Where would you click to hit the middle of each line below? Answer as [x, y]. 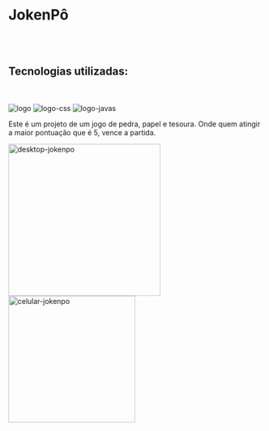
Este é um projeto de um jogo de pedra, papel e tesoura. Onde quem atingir [134, 124]
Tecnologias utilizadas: [68, 72]
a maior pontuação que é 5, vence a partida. [82, 132]
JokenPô [38, 15]
